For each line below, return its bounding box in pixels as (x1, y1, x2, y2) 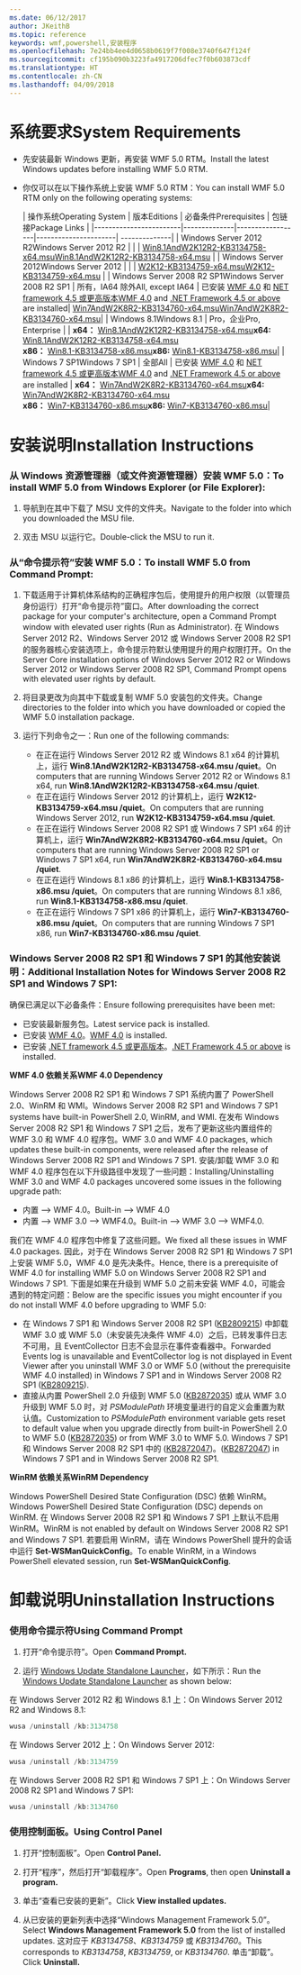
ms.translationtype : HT (9, 64, 99, 73)
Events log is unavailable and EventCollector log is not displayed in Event (22, 1351, 292, 1361)
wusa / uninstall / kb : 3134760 (9, 1802, 119, 1811)
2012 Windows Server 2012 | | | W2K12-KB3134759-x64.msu (22, 260, 246, 271)
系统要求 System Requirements (9, 122, 241, 142)
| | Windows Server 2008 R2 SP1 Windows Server (102, 270, 285, 281)
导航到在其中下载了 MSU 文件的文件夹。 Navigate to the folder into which (22, 503, 292, 514)
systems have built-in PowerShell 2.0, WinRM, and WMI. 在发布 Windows (9, 1111, 279, 1122)
